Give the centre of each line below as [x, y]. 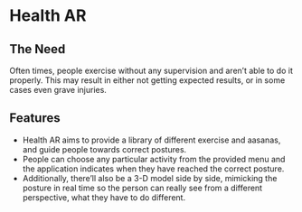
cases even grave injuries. [58, 90]
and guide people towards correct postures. [104, 149]
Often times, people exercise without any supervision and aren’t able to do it [151, 70]
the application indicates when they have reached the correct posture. [153, 169]
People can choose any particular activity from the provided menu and [154, 159]
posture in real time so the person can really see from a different [142, 188]
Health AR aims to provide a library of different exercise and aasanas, [151, 140]
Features [35, 118]
